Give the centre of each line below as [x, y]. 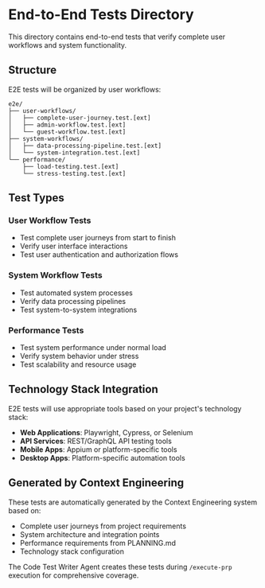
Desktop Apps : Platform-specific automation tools [102, 458]
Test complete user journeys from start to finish [98, 238]
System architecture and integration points [90, 534]
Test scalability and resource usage [78, 364]
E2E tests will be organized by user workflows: [85, 89]
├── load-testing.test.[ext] [71, 166]
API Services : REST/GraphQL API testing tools [96, 441]
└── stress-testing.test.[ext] [74, 173]
